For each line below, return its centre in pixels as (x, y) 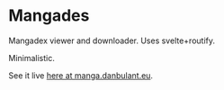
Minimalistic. (31, 58)
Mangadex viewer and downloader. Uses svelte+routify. (112, 40)
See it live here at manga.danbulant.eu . (81, 75)
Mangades (49, 16)
